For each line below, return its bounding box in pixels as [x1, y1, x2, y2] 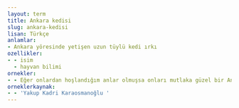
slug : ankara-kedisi [7, 23, 69, 31]
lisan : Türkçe [7, 30, 50, 38]
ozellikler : [7, 50, 43, 58]
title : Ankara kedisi [7, 17, 72, 24]
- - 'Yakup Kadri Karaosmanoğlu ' [7, 90, 110, 97]
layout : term [7, 10, 46, 18]
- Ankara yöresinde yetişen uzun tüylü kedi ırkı [7, 43, 158, 50]
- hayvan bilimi [14, 63, 62, 70]
